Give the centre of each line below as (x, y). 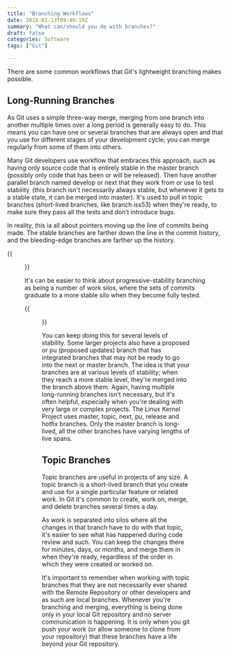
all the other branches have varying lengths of (124, 431)
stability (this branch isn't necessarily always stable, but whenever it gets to (115, 190)
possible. (20, 79)
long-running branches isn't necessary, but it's (108, 394)
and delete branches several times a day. (100, 506)
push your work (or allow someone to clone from (111, 629)
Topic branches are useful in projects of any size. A (115, 477)
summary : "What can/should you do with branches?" (82, 26)
